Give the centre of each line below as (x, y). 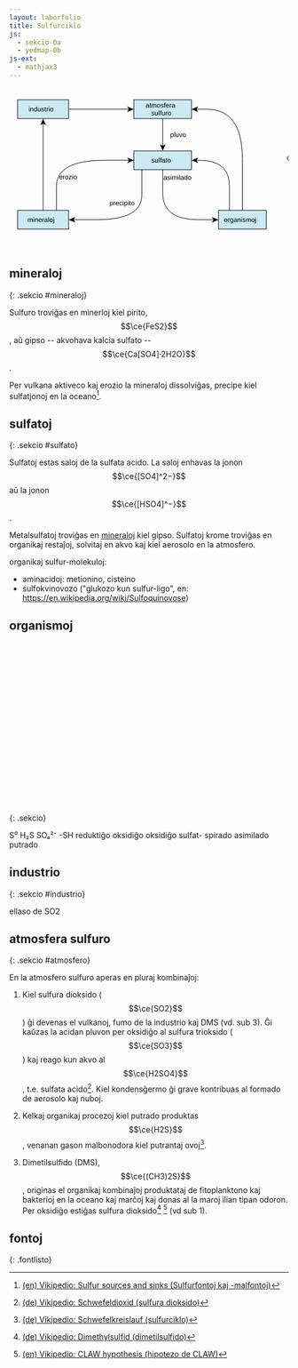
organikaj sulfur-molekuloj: (58, 562)
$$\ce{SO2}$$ (156, 1009)
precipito (122, 203)
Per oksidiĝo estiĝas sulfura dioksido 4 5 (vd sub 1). (115, 1210)
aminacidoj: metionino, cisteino (78, 579)
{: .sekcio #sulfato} (44, 444)
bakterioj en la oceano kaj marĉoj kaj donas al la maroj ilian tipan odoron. (155, 1199)
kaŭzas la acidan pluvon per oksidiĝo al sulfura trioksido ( (127, 1032)
